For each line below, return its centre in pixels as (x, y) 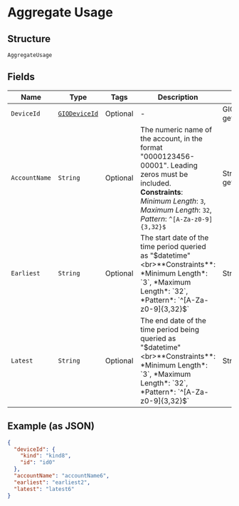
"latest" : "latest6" (44, 489)
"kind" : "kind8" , (46, 456)
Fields (21, 77)
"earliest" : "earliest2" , (52, 482)
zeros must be (164, 174)
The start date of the (175, 238)
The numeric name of (176, 129)
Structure (29, 39)
